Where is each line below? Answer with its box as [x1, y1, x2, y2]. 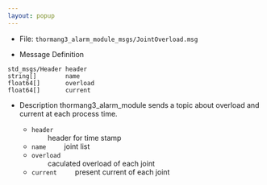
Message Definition [19, 49, 85, 59]
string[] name [7, 72, 81, 80]
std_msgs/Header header [7, 65, 88, 73]
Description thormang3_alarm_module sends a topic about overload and [19, 100, 260, 109]
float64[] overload [7, 79, 94, 87]
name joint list [31, 142, 90, 151]
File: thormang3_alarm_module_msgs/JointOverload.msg [19, 34, 198, 43]
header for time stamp [47, 133, 122, 142]
